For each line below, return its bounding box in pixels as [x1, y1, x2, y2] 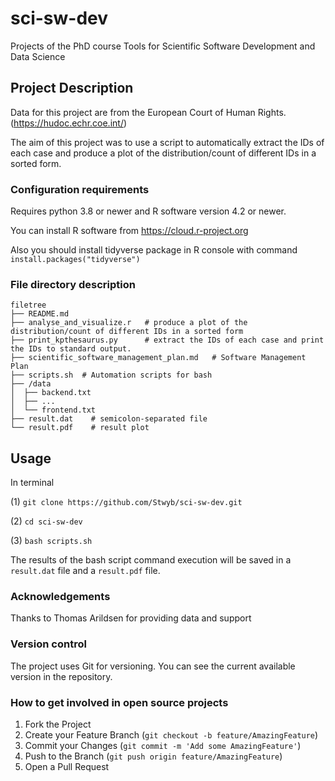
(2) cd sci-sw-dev [10, 515, 83, 527]
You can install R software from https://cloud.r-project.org [10, 225, 249, 237]
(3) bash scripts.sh [10, 535, 93, 547]
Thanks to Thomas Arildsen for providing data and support [10, 612, 252, 624]
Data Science [10, 50, 66, 62]
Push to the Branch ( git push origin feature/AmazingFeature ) [24, 750, 283, 762]
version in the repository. [10, 670, 113, 682]
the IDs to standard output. [10, 344, 132, 354]
